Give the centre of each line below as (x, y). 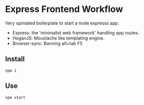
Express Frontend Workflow (64, 9)
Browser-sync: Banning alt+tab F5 (48, 43)
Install (15, 59)
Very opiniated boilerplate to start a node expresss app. (62, 23)
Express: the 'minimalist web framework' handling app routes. (76, 32)
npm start (15, 97)
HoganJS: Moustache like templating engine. (58, 38)
